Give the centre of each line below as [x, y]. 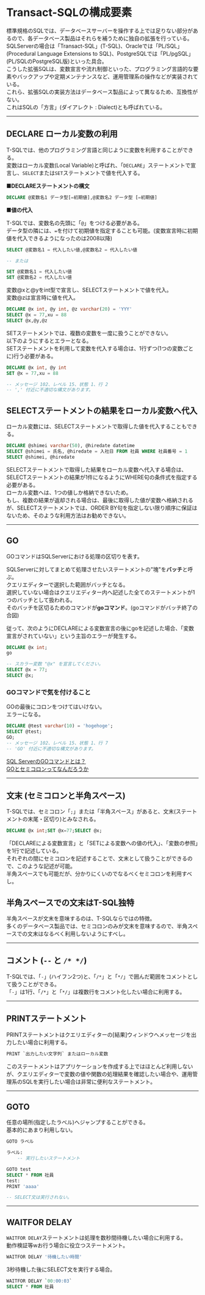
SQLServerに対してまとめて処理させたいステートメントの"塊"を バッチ [95, 569]
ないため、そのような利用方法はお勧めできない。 [68, 515]
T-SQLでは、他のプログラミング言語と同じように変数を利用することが [95, 150]
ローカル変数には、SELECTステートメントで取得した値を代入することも [97, 426]
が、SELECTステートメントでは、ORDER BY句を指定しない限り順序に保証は [102, 508]
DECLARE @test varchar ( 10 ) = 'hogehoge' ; [60, 726]
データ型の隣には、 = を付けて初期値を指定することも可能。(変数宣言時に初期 [102, 231]
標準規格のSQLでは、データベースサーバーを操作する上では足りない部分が [100, 31]
